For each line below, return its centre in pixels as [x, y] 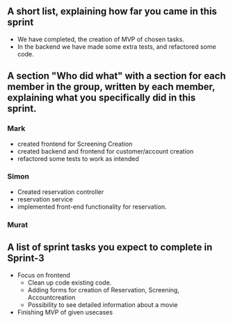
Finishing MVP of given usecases [65, 312]
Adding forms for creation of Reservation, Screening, [103, 290]
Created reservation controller [61, 192]
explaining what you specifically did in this [102, 98]
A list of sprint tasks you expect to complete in [110, 247]
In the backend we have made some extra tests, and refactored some [117, 46]
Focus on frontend [44, 275]
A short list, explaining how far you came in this [112, 12]
